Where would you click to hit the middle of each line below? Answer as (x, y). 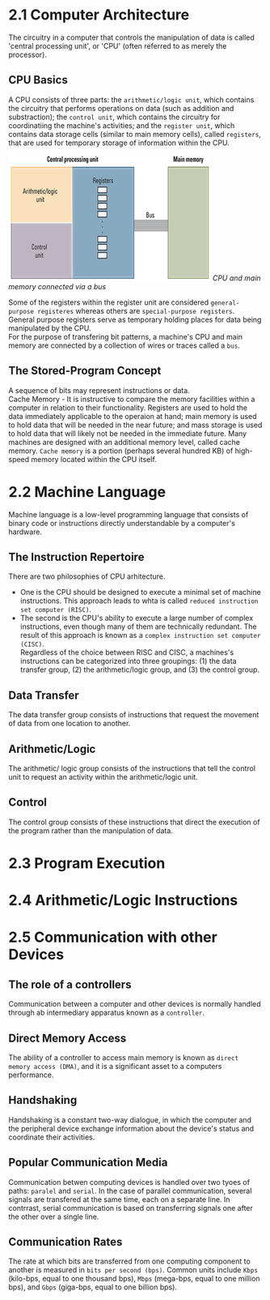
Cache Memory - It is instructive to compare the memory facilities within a (132, 399)
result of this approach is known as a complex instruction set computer (140, 635)
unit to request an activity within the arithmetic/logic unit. (103, 776)
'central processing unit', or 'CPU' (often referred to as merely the (118, 45)
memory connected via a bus (57, 286)
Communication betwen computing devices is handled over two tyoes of (129, 1182)
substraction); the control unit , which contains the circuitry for (114, 117)
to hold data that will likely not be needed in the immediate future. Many (128, 433)
